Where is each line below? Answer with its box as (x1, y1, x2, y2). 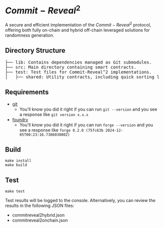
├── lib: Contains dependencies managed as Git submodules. (5, 59, 152, 65)
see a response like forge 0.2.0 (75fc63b (19, 127, 103, 133)
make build (5, 162, 27, 168)
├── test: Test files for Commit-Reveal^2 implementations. (5, 69, 152, 75)
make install (5, 159, 32, 163)
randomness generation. (5, 32, 55, 38)
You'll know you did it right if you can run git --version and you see (19, 106, 158, 112)
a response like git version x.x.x (19, 111, 89, 117)
